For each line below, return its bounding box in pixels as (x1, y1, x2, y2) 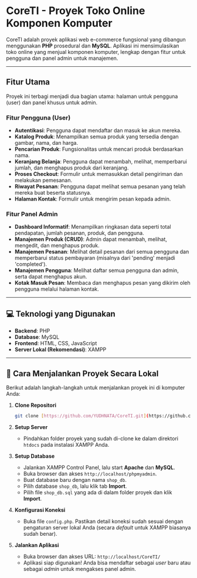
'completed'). (14, 261, 47, 268)
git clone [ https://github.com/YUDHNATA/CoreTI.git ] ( (14, 413, 149, 419)
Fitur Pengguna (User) (6, 113, 71, 121)
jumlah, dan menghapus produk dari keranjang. (14, 164, 129, 171)
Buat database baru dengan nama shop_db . (23, 476, 127, 483)
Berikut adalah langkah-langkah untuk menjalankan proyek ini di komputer (6, 384, 185, 391)
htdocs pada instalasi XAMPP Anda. (23, 441, 110, 448)
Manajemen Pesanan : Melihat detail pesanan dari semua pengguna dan (14, 248, 189, 256)
